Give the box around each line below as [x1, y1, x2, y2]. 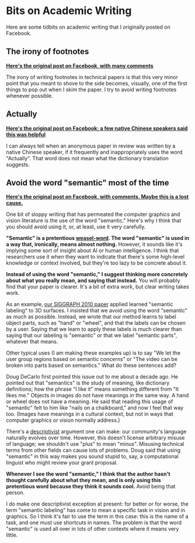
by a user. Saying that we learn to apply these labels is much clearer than [6, 326, 182, 333]
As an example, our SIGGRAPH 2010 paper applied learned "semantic [6, 301, 173, 308]
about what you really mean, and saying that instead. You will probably [6, 277, 180, 284]
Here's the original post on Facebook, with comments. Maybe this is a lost [6, 193, 189, 200]
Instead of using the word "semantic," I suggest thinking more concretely [6, 271, 188, 278]
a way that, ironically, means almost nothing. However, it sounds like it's [6, 241, 183, 248]
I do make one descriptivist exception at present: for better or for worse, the [6, 500, 189, 507]
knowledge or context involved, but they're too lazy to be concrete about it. [6, 259, 187, 267]
